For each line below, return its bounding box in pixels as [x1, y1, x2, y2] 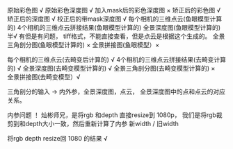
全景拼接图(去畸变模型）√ [7, 73, 81, 81]
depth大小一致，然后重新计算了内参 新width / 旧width [25, 120, 179, 128]
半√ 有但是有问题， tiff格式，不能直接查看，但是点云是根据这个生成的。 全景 [7, 32, 225, 40]
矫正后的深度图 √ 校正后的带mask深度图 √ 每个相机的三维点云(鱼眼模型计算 [7, 15, 223, 23]
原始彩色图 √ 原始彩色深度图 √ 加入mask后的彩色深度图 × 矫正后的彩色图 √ [7, 6, 221, 14]
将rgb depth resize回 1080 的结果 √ [7, 134, 108, 142]
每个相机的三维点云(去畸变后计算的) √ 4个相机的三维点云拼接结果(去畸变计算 [7, 55, 227, 64]
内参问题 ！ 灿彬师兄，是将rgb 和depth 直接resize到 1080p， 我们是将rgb [7, 111, 217, 119]
